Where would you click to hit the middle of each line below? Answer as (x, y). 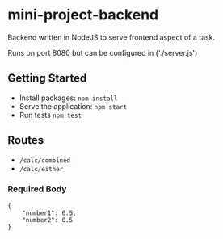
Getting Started (47, 78)
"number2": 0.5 (48, 220)
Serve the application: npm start (73, 106)
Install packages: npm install (68, 98)
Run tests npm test (50, 115)
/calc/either (41, 169)
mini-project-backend (83, 15)
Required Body (37, 189)
